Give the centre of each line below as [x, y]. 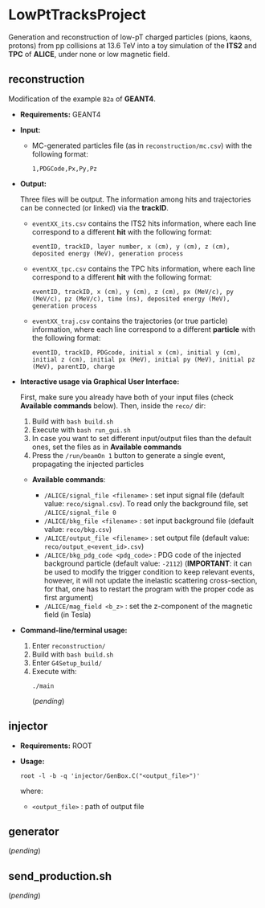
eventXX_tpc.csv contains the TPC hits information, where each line [143, 268]
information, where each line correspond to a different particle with [143, 329]
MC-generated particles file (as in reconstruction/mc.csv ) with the [142, 145]
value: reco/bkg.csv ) [78, 529]
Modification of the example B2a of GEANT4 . [82, 99]
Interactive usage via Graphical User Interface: [100, 381]
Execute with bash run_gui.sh [81, 429]
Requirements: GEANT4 [60, 114]
